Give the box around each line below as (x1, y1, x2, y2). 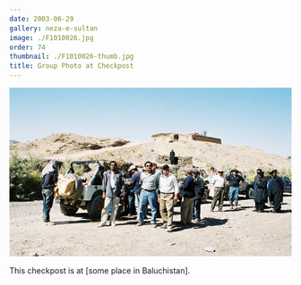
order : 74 (9, 43, 47, 52)
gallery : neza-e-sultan (9, 23, 99, 33)
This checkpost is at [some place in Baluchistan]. (9, 265, 191, 276)
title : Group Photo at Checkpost (9, 62, 134, 71)
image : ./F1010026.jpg (9, 33, 94, 42)
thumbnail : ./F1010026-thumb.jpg (9, 52, 134, 62)
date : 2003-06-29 (9, 14, 74, 23)
